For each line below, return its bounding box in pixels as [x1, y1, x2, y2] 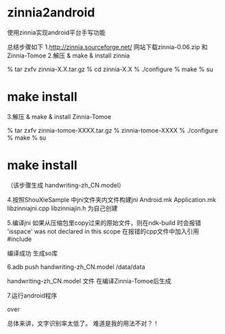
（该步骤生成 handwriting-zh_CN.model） [7, 181, 125, 189]
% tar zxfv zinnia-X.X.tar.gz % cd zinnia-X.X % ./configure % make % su [7, 65, 214, 73]
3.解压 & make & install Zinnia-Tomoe [7, 112, 112, 120]
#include [7, 235, 32, 243]
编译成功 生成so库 [7, 248, 58, 257]
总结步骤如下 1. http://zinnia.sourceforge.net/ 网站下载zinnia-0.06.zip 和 [7, 42, 208, 51]
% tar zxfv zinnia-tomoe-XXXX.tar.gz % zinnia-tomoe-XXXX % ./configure [7, 126, 218, 134]
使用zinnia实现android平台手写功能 [7, 28, 106, 36]
